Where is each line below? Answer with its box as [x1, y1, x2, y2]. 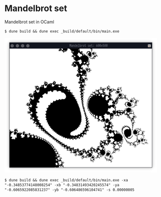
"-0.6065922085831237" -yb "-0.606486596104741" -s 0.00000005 [4, 187, 135, 193]
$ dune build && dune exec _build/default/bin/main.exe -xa [4, 178, 129, 183]
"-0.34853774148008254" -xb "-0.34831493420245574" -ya [4, 182, 119, 188]
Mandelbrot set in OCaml [4, 19, 54, 25]
